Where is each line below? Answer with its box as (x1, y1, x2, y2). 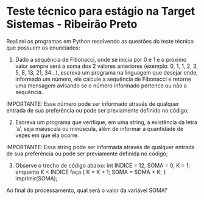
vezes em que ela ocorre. (15, 131, 79, 139)
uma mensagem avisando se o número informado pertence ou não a (15, 81, 188, 89)
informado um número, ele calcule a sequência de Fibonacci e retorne (15, 75, 192, 83)
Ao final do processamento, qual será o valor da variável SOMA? (6, 187, 167, 194)
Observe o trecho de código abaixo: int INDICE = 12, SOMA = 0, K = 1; (15, 161, 191, 169)
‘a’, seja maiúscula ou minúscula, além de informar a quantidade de (15, 125, 184, 132)
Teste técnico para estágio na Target (6, 4, 195, 18)
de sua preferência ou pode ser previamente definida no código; (6, 150, 168, 157)
